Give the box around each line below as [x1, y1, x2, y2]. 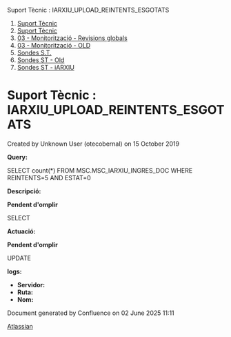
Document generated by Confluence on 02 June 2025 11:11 [7, 309, 174, 317]
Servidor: [17, 280, 46, 289]
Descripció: [7, 186, 41, 195]
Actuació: [7, 227, 36, 235]
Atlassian [7, 322, 33, 330]
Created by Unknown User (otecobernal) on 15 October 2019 [7, 139, 180, 148]
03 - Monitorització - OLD [17, 41, 91, 49]
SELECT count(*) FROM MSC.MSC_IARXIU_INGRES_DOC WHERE [7, 166, 193, 175]
